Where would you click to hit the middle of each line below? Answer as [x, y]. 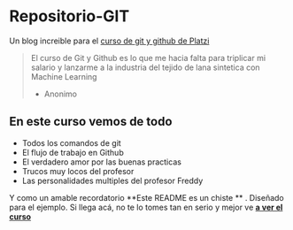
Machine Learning [64, 76]
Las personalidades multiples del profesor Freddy [112, 180]
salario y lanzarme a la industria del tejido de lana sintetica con [145, 67]
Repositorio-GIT [69, 16]
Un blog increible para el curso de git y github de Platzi [109, 41]
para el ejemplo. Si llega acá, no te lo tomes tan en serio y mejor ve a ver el [146, 207]
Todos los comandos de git [71, 142]
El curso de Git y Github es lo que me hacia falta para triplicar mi [148, 57]
